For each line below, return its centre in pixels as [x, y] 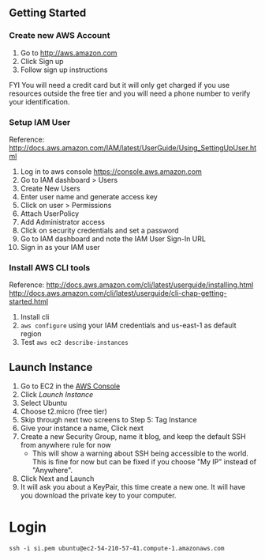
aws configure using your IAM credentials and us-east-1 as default [128, 325]
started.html [29, 302]
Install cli [35, 317]
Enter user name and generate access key [89, 196]
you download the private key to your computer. [98, 496]
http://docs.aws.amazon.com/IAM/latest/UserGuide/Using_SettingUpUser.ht [133, 148]
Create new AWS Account [60, 36]
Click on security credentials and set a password [100, 230]
